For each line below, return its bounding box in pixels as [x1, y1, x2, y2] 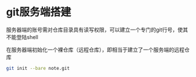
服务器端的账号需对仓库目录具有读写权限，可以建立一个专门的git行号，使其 [6, 26, 188, 33]
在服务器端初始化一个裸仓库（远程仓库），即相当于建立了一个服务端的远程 [6, 46, 185, 53]
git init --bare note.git [6, 65, 70, 71]
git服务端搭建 [6, 5, 71, 19]
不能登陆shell [6, 33, 38, 40]
